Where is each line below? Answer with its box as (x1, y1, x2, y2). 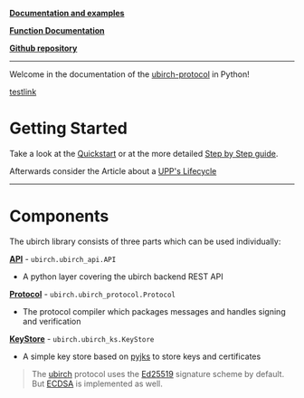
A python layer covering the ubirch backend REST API (22, 271, 223, 282)
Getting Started (9, 118, 128, 139)
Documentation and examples (9, 8, 125, 18)
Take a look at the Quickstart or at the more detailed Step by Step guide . (9, 148, 279, 159)
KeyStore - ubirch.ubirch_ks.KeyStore (9, 333, 155, 344)
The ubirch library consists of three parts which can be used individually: (9, 236, 281, 247)
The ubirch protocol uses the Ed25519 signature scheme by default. (31, 368, 285, 379)
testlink (9, 86, 37, 97)
